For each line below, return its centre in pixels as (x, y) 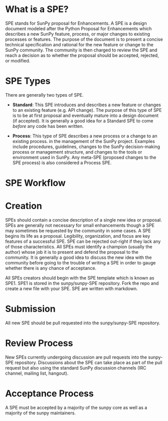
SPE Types (28, 81)
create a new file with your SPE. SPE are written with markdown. (71, 289)
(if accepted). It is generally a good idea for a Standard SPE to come (83, 121)
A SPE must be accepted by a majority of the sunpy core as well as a (76, 407)
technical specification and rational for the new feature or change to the (79, 44)
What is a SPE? (37, 9)
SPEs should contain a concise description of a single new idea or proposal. (83, 220)
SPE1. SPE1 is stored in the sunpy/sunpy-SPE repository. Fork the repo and (82, 283)
